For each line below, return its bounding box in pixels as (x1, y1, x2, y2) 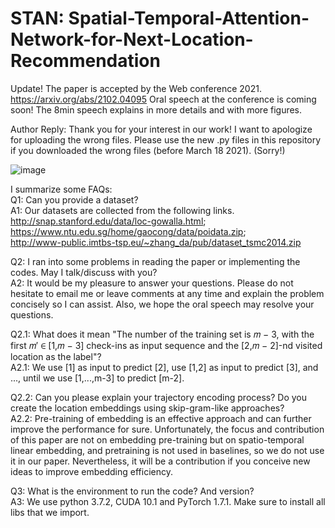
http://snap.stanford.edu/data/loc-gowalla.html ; (10, 215, 207, 227)
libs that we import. (10, 506, 90, 518)
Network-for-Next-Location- (10, 28, 254, 51)
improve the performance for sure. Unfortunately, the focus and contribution (10, 423, 325, 435)
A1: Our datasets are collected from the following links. (10, 204, 235, 216)
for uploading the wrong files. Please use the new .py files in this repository (10, 133, 322, 146)
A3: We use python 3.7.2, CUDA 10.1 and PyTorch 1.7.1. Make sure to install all (10, 495, 326, 507)
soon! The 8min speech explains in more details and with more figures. (10, 103, 303, 116)
